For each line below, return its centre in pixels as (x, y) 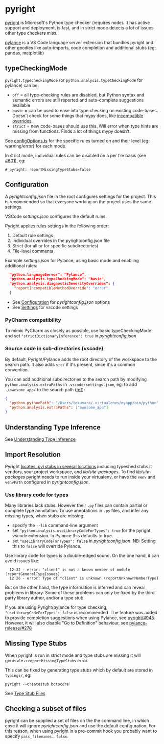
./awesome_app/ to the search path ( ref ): (45, 389)
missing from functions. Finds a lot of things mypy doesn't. (71, 131)
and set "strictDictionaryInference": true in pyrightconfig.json (71, 336)
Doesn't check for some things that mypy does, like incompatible (78, 116)
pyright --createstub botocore (37, 684)
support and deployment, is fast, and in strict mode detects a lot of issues (79, 27)
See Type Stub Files (25, 693)
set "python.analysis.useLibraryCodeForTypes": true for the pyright (81, 530)
